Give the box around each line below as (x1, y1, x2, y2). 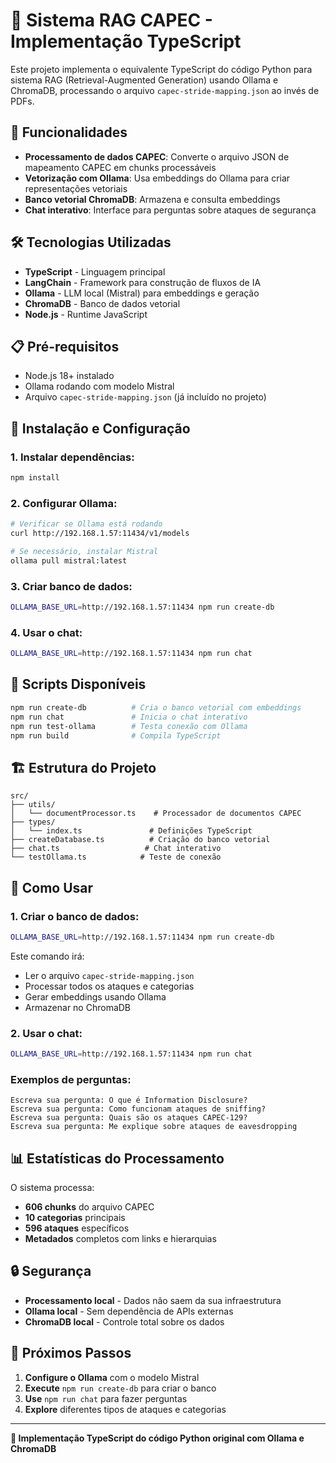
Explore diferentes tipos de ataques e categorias (24, 1403, 227, 1415)
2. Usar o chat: (10, 1026, 83, 1040)
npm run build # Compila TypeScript (10, 730, 222, 741)
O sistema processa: (10, 1182, 95, 1194)
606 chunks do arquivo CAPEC (24, 1201, 155, 1213)
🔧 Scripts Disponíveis (10, 676, 147, 693)
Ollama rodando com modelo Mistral (24, 380, 175, 393)
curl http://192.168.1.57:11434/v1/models (10, 529, 190, 539)
